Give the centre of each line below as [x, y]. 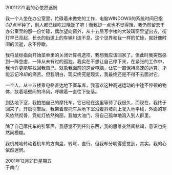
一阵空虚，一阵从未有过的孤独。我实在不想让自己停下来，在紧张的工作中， [88, 61]
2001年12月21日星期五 [29, 161]
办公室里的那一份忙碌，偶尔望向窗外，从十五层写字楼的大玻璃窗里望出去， [84, 31]
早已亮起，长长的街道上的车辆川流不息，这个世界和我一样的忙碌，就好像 [86, 38]
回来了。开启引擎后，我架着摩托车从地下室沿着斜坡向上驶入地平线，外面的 [84, 109]
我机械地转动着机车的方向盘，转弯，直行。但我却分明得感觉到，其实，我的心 [86, 143]
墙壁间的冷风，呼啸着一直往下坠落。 [61, 92]
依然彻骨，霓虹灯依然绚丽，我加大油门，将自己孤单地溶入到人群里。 [81, 115]
